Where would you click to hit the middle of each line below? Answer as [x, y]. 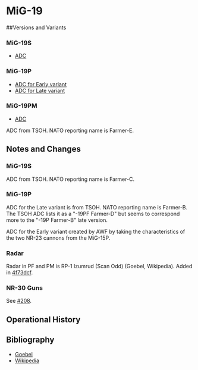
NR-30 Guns [25, 288]
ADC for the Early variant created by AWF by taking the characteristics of [96, 231]
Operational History [43, 319]
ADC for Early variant [41, 84]
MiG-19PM [22, 106]
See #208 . [19, 301]
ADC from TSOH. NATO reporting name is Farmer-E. [70, 130]
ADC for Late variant [40, 90]
